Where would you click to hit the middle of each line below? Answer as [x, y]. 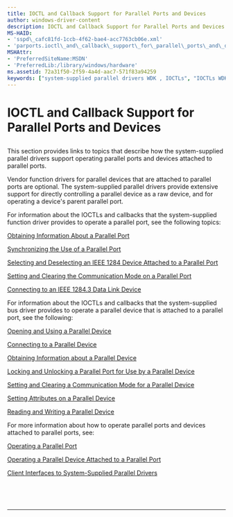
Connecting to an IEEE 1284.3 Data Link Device [74, 289]
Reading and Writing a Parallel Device [61, 412]
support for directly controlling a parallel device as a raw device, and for [110, 194]
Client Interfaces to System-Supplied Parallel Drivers [83, 473]
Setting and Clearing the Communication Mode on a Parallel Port [100, 276]
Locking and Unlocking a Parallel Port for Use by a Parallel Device [101, 371]
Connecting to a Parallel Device [52, 344]
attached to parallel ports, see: [51, 432]
